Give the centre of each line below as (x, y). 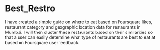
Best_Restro (30, 8)
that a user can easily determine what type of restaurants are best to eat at (80, 37)
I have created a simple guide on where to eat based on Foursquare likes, (79, 22)
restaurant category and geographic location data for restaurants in (73, 27)
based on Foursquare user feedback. (42, 42)
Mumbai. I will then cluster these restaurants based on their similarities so (79, 32)
